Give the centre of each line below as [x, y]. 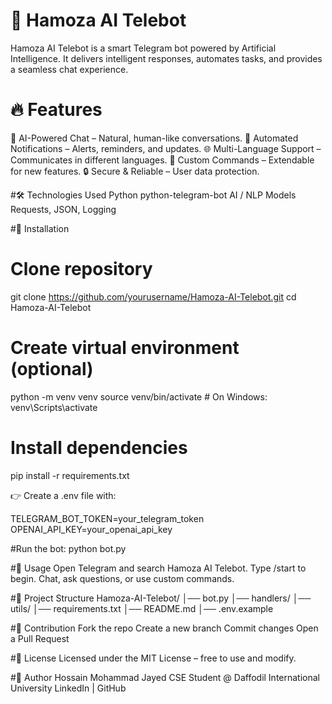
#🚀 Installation [40, 228]
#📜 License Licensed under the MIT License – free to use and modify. [153, 658]
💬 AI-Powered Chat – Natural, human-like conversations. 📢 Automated [154, 138]
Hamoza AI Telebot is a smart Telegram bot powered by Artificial [143, 48]
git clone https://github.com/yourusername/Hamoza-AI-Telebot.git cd [153, 296]
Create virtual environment [125, 348]
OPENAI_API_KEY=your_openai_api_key [91, 529]
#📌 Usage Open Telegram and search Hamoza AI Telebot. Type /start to [158, 568]
